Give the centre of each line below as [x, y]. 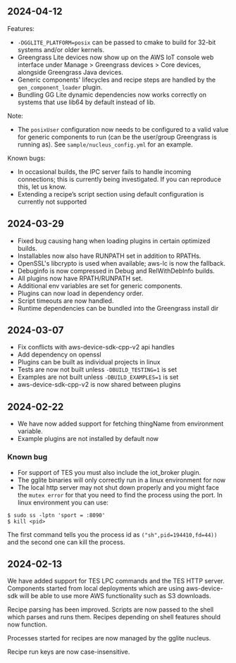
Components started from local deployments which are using [96, 588]
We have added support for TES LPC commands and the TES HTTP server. [116, 581]
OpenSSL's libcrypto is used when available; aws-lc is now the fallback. [121, 263]
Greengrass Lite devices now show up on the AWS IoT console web [116, 57]
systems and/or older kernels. [61, 49]
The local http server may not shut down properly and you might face [118, 487]
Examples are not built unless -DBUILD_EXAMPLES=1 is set [98, 377]
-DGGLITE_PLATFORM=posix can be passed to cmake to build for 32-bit [117, 42]
